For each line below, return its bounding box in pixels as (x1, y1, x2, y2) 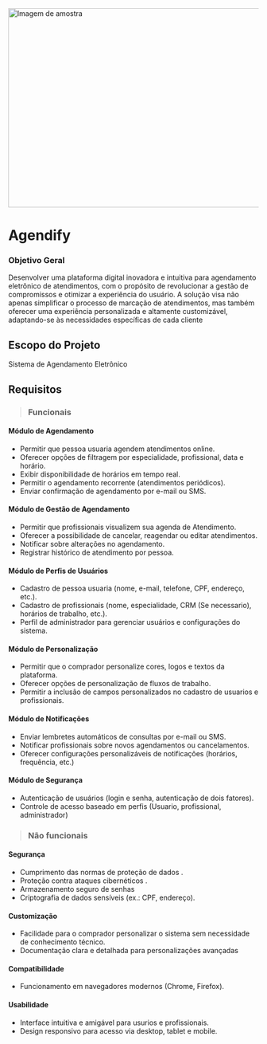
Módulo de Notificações (8, 714, 90, 724)
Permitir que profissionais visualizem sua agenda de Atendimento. (19, 522, 237, 532)
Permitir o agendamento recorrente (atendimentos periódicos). (19, 477, 226, 487)
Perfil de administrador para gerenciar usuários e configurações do (19, 618, 241, 627)
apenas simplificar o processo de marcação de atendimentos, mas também (8, 298, 255, 308)
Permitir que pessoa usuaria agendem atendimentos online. (19, 444, 215, 453)
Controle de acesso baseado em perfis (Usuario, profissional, (19, 801, 222, 811)
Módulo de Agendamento (8, 426, 94, 436)
